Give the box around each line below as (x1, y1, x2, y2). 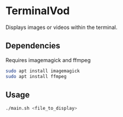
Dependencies (5, 41, 60, 51)
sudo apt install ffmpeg (5, 73, 67, 79)
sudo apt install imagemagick (5, 68, 80, 74)
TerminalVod (5, 4, 70, 18)
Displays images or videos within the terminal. (5, 24, 118, 31)
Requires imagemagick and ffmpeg (5, 56, 91, 63)
